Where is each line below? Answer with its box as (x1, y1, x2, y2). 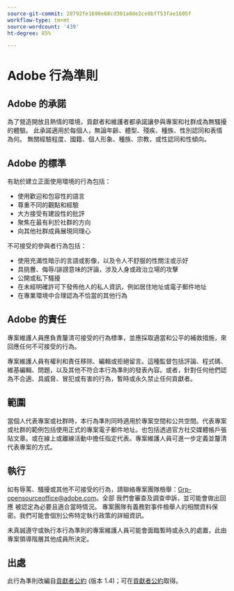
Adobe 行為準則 (7, 68, 99, 84)
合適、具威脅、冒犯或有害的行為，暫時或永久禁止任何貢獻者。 (19, 374, 196, 383)
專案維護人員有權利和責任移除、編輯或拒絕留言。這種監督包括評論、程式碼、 (7, 357, 227, 365)
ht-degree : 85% (7, 29, 52, 37)
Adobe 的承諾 (7, 98, 67, 109)
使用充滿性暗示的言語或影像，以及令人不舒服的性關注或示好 (17, 256, 189, 265)
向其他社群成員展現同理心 (17, 227, 91, 236)
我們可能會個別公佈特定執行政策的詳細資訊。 (19, 511, 148, 519)
